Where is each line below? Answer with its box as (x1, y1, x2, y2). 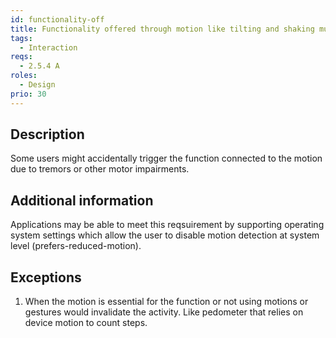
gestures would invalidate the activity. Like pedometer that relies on (24, 306, 304, 318)
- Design (19, 80, 56, 90)
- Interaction (19, 42, 78, 53)
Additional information (10, 192, 154, 209)
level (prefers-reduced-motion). (10, 240, 142, 252)
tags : (10, 33, 33, 43)
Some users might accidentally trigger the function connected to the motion (10, 152, 323, 165)
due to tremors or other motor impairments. (10, 163, 190, 175)
